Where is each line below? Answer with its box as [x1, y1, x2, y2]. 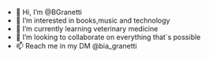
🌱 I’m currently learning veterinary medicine [15, 24, 159, 33]
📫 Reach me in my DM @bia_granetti [15, 42, 137, 50]
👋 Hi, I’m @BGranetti [15, 8, 83, 16]
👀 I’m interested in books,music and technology [15, 16, 170, 25]
